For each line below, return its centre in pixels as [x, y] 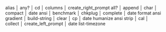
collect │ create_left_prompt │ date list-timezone [55, 23]
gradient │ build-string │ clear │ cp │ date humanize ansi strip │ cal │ [77, 18]
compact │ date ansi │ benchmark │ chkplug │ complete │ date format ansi [83, 13]
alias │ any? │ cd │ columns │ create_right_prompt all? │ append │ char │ [81, 8]
